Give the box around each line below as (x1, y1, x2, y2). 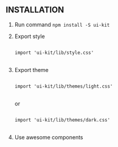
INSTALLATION (5, 5, 64, 15)
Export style (14, 33, 45, 40)
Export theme (14, 66, 49, 73)
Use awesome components (14, 133, 83, 141)
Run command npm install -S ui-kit (14, 21, 110, 28)
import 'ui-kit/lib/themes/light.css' (14, 83, 113, 90)
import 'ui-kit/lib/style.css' (14, 50, 94, 56)
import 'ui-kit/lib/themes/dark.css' (14, 117, 111, 123)
